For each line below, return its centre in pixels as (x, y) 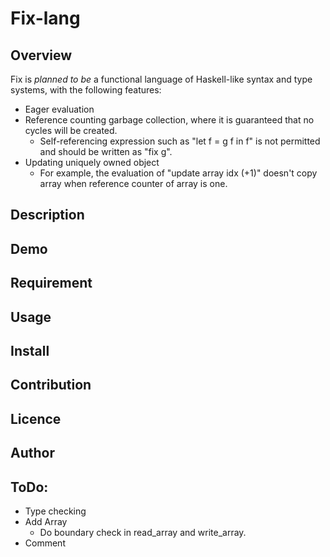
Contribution (51, 385)
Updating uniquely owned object (92, 162)
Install (30, 350)
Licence (36, 418)
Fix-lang (45, 18)
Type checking (55, 511)
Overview (41, 55)
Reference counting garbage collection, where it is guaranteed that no (169, 120)
